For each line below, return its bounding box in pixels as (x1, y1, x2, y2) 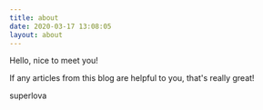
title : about (9, 13, 59, 23)
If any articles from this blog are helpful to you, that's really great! (9, 73, 255, 84)
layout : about (9, 30, 64, 39)
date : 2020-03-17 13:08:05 (9, 22, 112, 31)
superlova (9, 90, 47, 101)
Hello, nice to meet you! (9, 55, 98, 66)
